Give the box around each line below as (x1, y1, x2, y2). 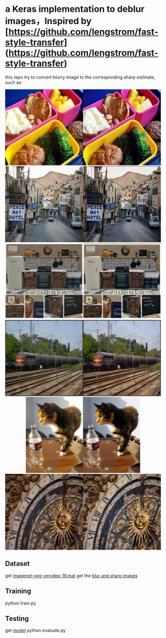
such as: (5, 79, 23, 85)
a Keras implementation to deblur (5, 3, 145, 15)
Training (5, 587, 32, 595)
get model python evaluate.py (5, 628, 66, 634)
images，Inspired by (5, 16, 92, 27)
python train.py (5, 600, 36, 606)
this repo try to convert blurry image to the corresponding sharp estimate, (5, 74, 156, 80)
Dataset (5, 559, 30, 568)
